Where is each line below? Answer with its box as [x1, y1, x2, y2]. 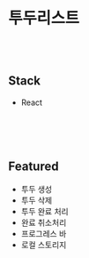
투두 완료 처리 [20, 206, 69, 216]
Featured [8, 159, 59, 174]
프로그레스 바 [20, 228, 67, 238]
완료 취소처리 [20, 217, 67, 228]
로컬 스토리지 [20, 239, 67, 250]
